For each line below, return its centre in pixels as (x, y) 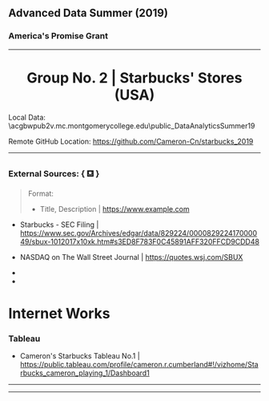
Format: (41, 193)
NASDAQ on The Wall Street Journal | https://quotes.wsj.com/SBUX (131, 257)
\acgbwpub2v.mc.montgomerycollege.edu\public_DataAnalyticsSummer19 (132, 126)
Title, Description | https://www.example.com (114, 209)
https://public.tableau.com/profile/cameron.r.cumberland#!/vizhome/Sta (139, 365)
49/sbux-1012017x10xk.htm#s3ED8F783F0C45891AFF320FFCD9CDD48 (140, 241)
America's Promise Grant (58, 36)
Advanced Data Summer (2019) (88, 13)
